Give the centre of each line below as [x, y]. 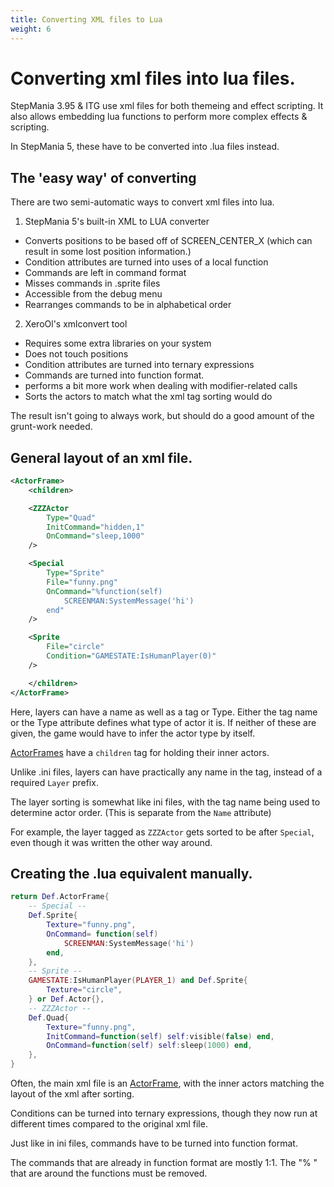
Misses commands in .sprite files [92, 283]
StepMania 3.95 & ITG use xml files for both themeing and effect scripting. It [167, 106]
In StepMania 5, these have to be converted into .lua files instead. [145, 147]
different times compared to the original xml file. [109, 1124]
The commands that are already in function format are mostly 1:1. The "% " [164, 1162]
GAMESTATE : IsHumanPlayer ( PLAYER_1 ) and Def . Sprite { [138, 981]
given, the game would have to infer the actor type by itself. [133, 733]
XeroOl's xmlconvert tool [76, 324]
